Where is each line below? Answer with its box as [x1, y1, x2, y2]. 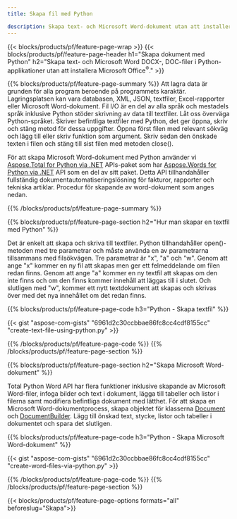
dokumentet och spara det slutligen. [7, 420, 113, 428]
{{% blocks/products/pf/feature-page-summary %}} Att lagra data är [7, 80, 208, 88]
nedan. [7, 191, 28, 199]
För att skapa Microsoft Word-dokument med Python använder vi [7, 153, 197, 162]
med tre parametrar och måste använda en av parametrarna [35, 246, 209, 255]
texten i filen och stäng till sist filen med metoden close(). [7, 139, 174, 148]
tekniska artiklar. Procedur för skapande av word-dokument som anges [7, 183, 214, 192]
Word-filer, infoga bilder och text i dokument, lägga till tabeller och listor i [7, 389, 219, 398]
